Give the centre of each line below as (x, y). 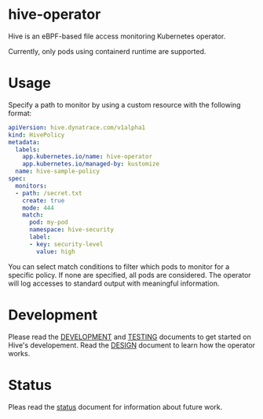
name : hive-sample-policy (58, 171)
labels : (28, 149)
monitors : (31, 186)
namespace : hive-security (71, 230)
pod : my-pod (48, 222)
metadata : (24, 142)
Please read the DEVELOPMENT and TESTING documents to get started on (130, 337)
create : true (44, 200)
